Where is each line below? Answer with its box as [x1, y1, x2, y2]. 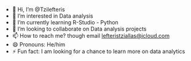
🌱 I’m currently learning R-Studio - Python [12, 19, 119, 26]
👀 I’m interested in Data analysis [12, 12, 93, 20]
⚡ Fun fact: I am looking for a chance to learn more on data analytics [12, 48, 185, 55]
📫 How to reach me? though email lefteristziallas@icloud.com [12, 32, 170, 39]
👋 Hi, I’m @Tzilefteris [12, 6, 66, 13]
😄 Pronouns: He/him [12, 41, 66, 48]
